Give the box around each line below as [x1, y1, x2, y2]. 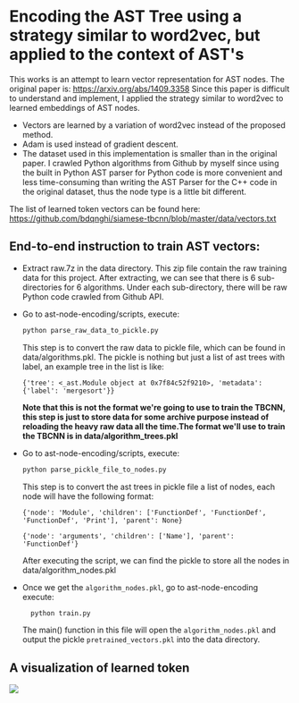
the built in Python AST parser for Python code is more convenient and [21, 167, 283, 178]
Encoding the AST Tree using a [9, 6, 243, 27]
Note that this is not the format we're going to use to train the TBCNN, [21, 402, 286, 412]
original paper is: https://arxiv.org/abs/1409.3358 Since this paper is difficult [9, 83, 290, 94]
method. [21, 129, 54, 140]
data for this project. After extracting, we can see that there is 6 [21, 272, 256, 283]
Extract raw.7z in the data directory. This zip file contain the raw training [21, 262, 287, 274]
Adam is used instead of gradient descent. [21, 139, 179, 149]
